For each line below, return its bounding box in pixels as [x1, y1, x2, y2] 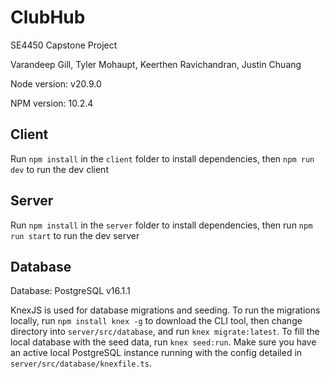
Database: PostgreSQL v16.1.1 [10, 285, 131, 297]
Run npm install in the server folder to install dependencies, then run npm [10, 219, 313, 231]
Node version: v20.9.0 [10, 77, 102, 90]
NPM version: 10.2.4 [10, 97, 94, 109]
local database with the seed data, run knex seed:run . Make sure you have [10, 336, 317, 348]
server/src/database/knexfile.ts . [10, 357, 152, 370]
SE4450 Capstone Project [10, 39, 118, 51]
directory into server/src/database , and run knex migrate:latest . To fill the [10, 326, 320, 338]
